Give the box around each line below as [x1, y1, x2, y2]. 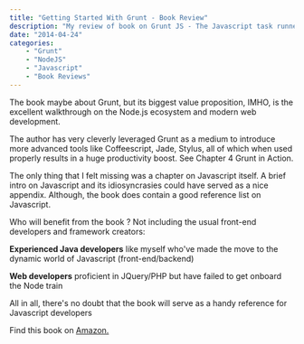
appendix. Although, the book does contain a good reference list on [9, 189, 261, 200]
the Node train [9, 280, 63, 291]
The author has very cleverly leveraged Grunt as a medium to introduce [9, 133, 276, 144]
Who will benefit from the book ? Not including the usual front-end [9, 216, 257, 227]
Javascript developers [9, 307, 92, 318]
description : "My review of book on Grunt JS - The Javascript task [9, 22, 273, 31]
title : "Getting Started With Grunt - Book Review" [9, 13, 208, 23]
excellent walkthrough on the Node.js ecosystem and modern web [9, 106, 257, 117]
